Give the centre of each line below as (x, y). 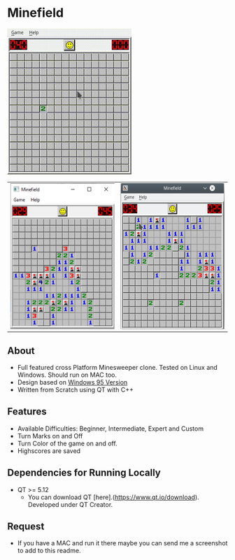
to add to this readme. (49, 551)
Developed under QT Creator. (70, 504)
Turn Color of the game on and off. (67, 443)
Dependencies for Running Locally (84, 473)
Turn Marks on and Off (50, 436)
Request (26, 527)
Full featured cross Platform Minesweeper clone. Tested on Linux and (117, 367)
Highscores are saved (49, 451)
